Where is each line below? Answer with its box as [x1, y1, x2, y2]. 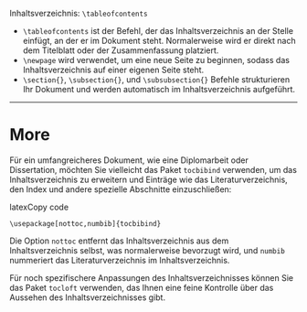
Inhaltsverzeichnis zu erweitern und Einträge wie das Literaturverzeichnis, [9, 174, 288, 185]
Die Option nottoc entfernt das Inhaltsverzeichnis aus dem [9, 235, 229, 246]
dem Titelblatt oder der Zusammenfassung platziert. [22, 45, 219, 56]
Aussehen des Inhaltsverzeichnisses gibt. [9, 292, 166, 303]
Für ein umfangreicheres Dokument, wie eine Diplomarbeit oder [9, 155, 249, 166]
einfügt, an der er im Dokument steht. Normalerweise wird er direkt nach [22, 36, 296, 46]
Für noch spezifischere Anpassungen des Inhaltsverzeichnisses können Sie [9, 272, 294, 283]
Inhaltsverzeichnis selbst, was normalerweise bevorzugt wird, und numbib [9, 244, 285, 255]
